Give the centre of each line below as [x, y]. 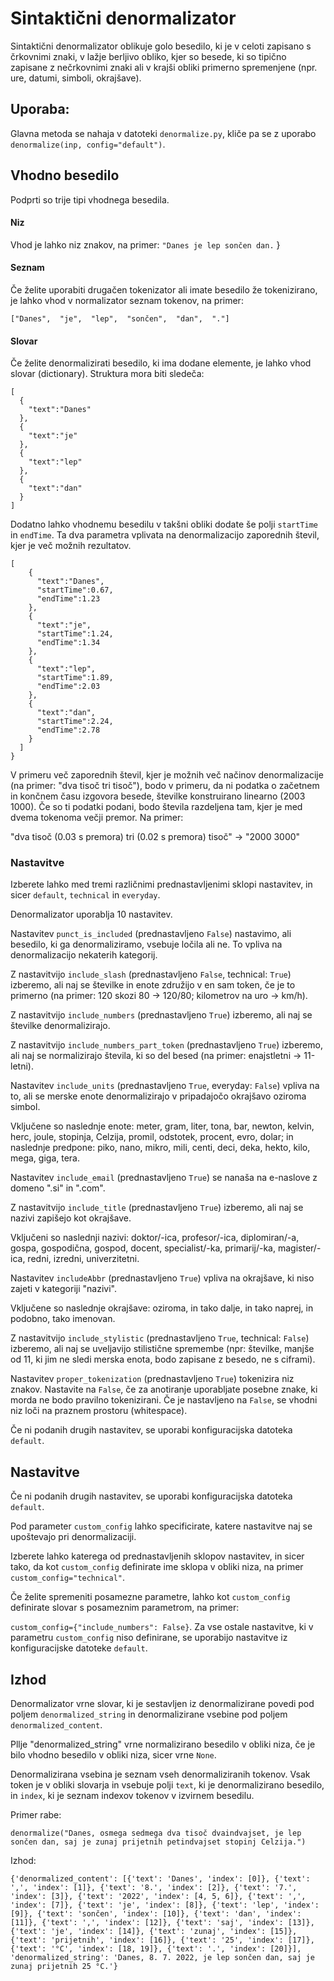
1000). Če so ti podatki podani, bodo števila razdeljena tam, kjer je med [156, 807]
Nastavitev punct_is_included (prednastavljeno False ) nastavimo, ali [151, 934]
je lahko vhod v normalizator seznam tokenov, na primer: [127, 300]
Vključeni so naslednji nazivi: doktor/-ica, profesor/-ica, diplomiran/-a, [155, 1238]
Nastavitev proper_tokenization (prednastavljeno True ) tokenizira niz [152, 1379]
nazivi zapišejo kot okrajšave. [71, 1218]
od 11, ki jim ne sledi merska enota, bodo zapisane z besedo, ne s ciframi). [163, 1359]
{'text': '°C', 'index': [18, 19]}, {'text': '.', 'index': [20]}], [156, 1949]
